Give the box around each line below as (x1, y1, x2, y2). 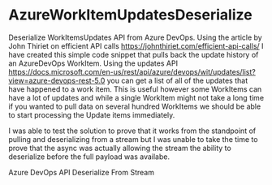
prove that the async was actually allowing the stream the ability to (8, 143, 231, 153)
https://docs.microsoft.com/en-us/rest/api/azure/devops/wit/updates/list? (8, 67, 256, 76)
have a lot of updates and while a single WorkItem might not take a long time (8, 92, 265, 102)
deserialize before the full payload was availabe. (8, 152, 171, 161)
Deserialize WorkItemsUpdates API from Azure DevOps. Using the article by (8, 32, 262, 42)
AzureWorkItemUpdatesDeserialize (8, 6, 253, 24)
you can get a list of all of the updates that (106, 75, 248, 85)
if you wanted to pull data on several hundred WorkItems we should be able (8, 101, 261, 111)
